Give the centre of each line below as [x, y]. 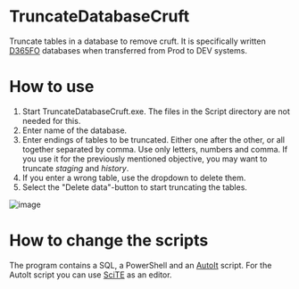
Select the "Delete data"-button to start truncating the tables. [135, 187]
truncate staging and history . [75, 168]
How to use [52, 87]
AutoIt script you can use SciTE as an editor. [91, 275]
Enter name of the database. [75, 130]
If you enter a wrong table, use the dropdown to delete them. [134, 178]
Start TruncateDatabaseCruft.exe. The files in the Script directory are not [156, 111]
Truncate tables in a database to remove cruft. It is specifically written [137, 41]
